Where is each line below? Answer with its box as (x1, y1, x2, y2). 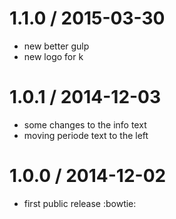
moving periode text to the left (23, 129, 149, 141)
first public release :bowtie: (23, 197, 137, 209)
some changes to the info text (23, 118, 147, 131)
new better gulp (23, 40, 90, 52)
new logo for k (23, 50, 84, 62)
